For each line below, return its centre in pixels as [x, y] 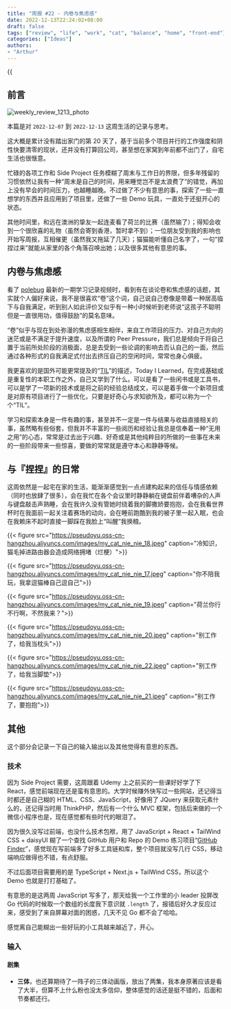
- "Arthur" [23, 52]
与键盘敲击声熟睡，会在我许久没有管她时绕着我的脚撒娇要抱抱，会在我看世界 [115, 504]
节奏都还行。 [35, 998]
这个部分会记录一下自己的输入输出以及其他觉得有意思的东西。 [95, 747]
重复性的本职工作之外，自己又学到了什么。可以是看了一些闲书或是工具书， [118, 379]
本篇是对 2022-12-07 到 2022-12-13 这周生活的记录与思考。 [89, 126]
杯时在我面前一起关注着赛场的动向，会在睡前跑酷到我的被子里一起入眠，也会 [115, 513]
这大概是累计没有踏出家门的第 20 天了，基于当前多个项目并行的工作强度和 [112, 141]
